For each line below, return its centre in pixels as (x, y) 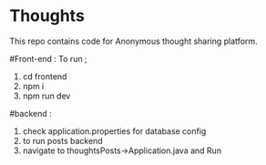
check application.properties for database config (114, 131)
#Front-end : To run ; (49, 58)
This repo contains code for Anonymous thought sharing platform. (133, 41)
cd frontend (45, 76)
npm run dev (46, 96)
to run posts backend (62, 140)
